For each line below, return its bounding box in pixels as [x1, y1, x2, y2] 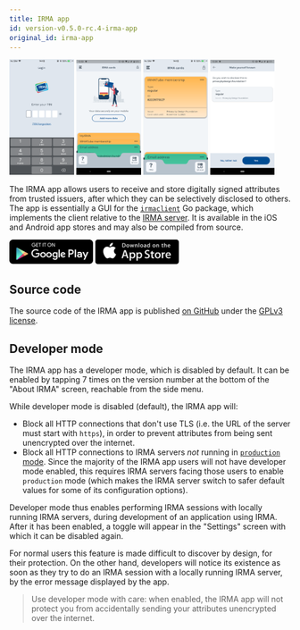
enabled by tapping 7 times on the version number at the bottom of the [9, 374, 270, 384]
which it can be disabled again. [9, 530, 123, 541]
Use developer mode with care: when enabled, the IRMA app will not [30, 593, 284, 604]
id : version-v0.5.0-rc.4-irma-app [9, 23, 138, 33]
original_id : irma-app [9, 33, 94, 42]
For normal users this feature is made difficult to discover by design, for [9, 548, 273, 559]
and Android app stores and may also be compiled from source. [9, 222, 244, 232]
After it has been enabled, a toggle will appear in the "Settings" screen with [9, 521, 287, 532]
